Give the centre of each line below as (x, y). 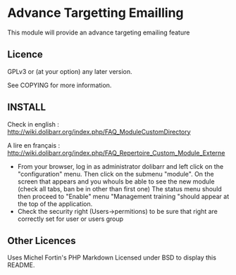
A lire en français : (34, 145)
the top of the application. (55, 204)
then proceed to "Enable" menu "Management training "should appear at (123, 196)
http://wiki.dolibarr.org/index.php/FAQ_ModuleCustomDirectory (99, 132)
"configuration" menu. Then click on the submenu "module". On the (116, 174)
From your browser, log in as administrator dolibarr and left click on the (120, 166)
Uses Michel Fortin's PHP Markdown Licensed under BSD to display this (112, 257)
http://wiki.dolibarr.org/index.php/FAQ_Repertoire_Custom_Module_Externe (116, 153)
